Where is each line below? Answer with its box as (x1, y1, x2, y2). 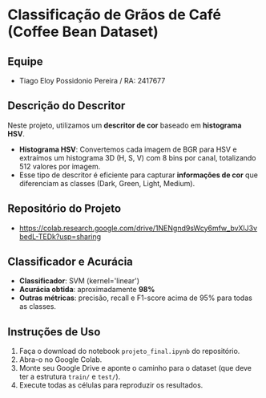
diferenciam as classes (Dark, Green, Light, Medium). (18, 178, 195, 188)
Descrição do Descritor (7, 99, 126, 113)
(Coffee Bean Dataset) (7, 22, 159, 41)
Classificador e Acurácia (7, 255, 134, 269)
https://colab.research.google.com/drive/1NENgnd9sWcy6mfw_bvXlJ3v (18, 223, 258, 233)
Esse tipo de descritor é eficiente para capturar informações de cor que (18, 170, 258, 180)
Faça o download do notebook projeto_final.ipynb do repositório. (18, 347, 240, 356)
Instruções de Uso (7, 325, 101, 339)
